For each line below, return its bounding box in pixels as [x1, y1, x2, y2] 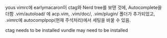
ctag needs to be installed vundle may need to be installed [5, 27, 128, 33]
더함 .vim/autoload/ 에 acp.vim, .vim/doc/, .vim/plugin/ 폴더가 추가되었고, [5, 11, 155, 17]
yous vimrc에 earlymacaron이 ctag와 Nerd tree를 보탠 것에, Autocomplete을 [5, 5, 162, 10]
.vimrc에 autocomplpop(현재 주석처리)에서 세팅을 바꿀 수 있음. [5, 17, 131, 23]
